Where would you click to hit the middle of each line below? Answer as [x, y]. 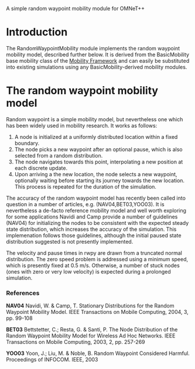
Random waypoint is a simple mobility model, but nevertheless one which [95, 119]
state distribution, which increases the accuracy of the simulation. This [91, 229]
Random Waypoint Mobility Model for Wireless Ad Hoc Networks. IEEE [91, 336]
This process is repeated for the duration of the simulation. [85, 186]
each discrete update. [41, 168]
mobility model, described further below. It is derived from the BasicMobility [97, 54]
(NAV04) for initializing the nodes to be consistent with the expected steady [97, 223]
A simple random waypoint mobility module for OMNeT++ [76, 8]
